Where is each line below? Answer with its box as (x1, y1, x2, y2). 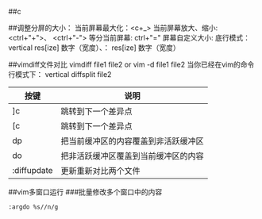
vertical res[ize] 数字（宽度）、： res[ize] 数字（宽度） (8, 43, 180, 52)
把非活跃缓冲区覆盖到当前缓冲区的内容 (60, 151, 204, 161)
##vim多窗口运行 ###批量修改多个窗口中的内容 (8, 187, 163, 197)
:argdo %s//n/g (8, 203, 59, 211)
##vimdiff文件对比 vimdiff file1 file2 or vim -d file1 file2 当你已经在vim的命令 (8, 60, 255, 69)
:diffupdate (12, 165, 53, 175)
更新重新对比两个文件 (60, 166, 141, 176)
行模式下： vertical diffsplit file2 (8, 70, 112, 79)
